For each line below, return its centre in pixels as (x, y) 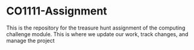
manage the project (31, 40)
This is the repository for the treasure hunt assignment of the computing (96, 28)
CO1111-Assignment (57, 11)
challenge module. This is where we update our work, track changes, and (97, 34)
